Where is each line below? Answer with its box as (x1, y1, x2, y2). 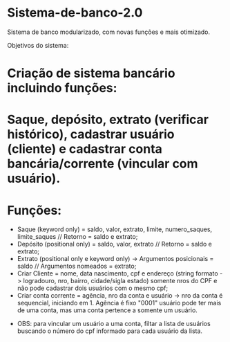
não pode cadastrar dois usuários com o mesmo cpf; (17, 284, 168, 292)
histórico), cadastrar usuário (7, 127, 175, 143)
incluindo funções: (7, 80, 117, 96)
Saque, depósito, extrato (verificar (7, 112, 209, 127)
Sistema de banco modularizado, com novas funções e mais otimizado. (7, 28, 211, 36)
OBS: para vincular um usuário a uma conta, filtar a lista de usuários (17, 320, 211, 328)
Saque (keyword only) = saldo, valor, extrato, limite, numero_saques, (17, 225, 213, 233)
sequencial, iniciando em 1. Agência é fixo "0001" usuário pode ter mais (17, 299, 222, 307)
